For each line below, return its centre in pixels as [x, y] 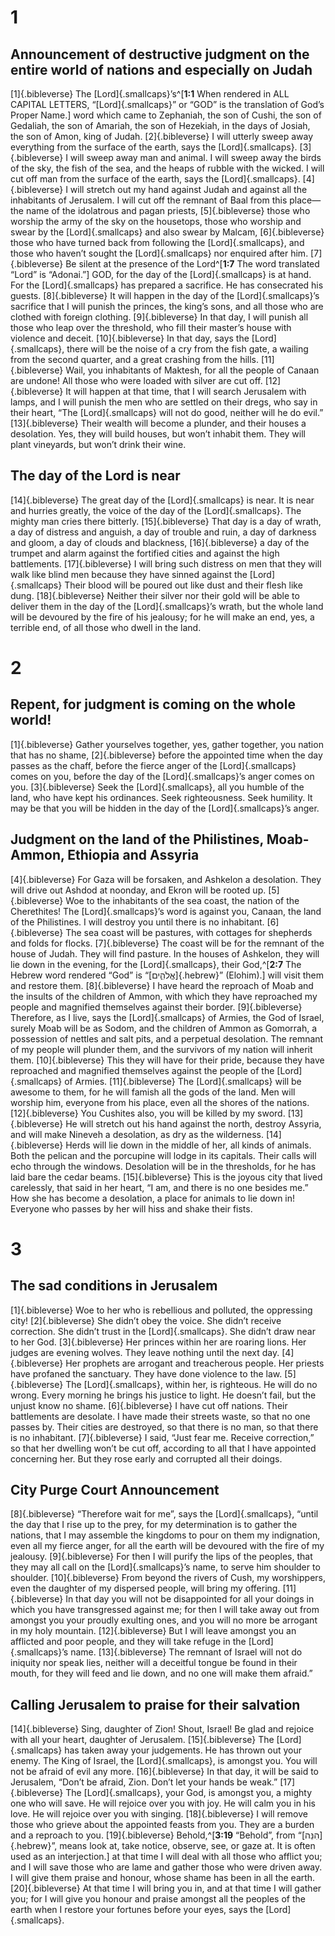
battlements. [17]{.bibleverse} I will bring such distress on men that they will [166, 563]
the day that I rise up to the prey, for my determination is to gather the [154, 1525]
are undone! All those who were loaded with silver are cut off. [136, 380]
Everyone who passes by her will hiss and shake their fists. [131, 1208]
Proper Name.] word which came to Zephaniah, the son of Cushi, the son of [166, 115]
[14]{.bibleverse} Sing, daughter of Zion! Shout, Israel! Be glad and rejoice [162, 1729]
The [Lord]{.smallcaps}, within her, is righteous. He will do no [191, 1384]
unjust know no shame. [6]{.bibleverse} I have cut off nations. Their [149, 1405]
